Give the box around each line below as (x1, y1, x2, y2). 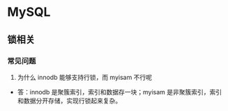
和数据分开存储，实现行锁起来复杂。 (17, 96, 122, 105)
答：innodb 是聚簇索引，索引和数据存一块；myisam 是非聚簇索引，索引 (17, 87, 222, 96)
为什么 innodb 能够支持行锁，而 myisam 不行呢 (17, 73, 152, 81)
